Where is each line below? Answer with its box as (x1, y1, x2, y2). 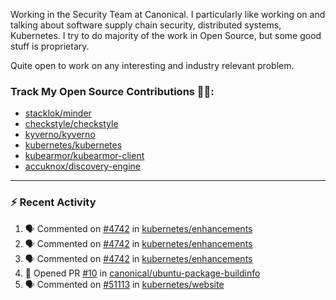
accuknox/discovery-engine (24, 160, 141, 173)
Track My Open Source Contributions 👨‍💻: (10, 84, 215, 98)
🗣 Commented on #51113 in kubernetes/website (24, 278, 225, 290)
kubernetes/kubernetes (24, 139, 123, 151)
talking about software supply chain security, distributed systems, (10, 19, 282, 31)
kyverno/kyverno (24, 129, 96, 141)
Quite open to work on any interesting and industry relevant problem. (10, 60, 295, 71)
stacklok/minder (24, 107, 92, 119)
